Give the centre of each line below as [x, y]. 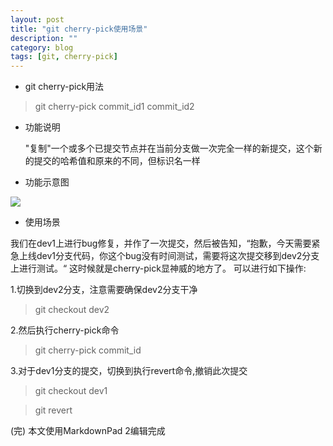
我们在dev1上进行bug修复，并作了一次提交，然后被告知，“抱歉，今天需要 [161, 243]
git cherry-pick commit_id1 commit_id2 [114, 107]
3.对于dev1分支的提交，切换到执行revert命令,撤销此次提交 [129, 371]
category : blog [42, 47]
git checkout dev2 [72, 310]
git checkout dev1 [71, 391]
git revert [53, 410]
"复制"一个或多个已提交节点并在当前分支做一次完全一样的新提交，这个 [169, 148]
